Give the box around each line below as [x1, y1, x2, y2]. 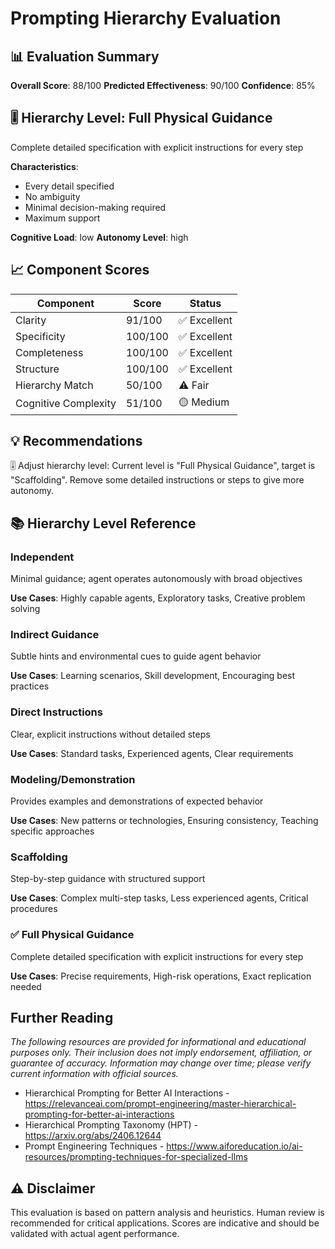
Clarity [15, 313, 47, 327]
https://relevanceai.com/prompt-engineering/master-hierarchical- [24, 1098, 297, 1110]
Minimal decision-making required [24, 201, 167, 213]
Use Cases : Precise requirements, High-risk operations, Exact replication [10, 970, 312, 982]
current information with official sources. [10, 1068, 179, 1080]
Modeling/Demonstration [10, 772, 136, 786]
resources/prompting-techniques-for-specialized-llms [24, 1151, 248, 1163]
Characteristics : [10, 160, 79, 172]
